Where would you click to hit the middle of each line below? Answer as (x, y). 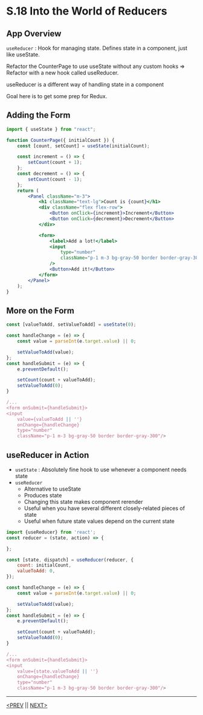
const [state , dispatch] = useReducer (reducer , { (70, 560)
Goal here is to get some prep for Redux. (57, 96)
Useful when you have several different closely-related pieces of (105, 508)
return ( (28, 190)
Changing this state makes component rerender (83, 502)
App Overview (34, 34)
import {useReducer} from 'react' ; (51, 532)
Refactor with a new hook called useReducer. (63, 73)
